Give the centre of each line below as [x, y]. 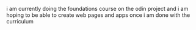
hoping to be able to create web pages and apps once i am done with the [98, 15]
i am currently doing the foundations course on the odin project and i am [97, 9]
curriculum [20, 21]
